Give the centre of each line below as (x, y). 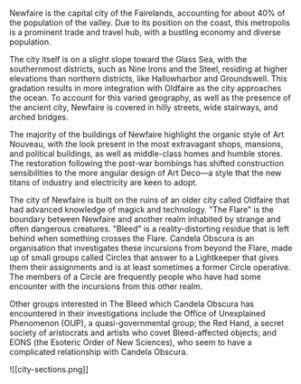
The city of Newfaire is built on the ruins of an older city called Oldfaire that (150, 200)
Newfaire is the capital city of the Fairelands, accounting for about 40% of (147, 13)
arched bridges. (39, 117)
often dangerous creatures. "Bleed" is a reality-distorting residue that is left (149, 229)
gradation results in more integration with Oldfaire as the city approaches (146, 88)
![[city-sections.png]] (49, 369)
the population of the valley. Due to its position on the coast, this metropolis (150, 23)
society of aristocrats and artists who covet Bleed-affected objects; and (143, 332)
